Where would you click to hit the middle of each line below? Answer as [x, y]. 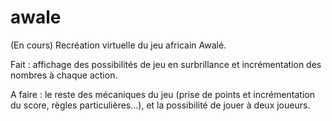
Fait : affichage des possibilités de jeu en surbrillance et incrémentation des [166, 64]
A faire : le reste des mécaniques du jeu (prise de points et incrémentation [163, 94]
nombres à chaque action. [64, 75]
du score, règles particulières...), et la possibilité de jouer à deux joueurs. [160, 105]
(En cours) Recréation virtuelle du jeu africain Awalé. [118, 45]
